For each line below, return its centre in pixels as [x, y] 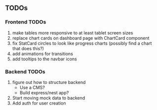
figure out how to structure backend [49, 82]
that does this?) [28, 48]
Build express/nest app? [44, 92]
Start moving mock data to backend [49, 98]
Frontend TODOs [26, 22]
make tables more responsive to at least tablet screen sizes [73, 33]
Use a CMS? [32, 87]
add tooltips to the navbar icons [45, 59]
